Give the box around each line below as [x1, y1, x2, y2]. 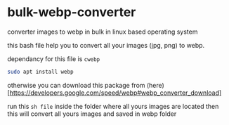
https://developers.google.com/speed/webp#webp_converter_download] [9, 88, 222, 97]
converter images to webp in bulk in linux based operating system [7, 27, 198, 36]
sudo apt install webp [7, 68, 74, 75]
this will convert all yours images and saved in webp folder [7, 110, 177, 118]
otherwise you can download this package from [7, 81, 145, 89]
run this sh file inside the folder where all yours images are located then [7, 102, 219, 110]
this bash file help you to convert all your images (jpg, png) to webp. [7, 41, 205, 49]
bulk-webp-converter [7, 4, 136, 20]
